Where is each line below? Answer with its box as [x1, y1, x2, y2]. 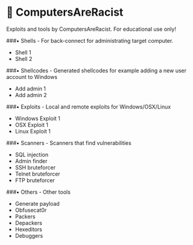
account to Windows [6, 73, 58, 80]
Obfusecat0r [14, 206, 47, 214]
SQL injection [14, 151, 49, 158]
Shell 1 [14, 48, 31, 56]
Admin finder [14, 157, 48, 165]
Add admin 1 [14, 84, 46, 92]
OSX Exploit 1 [14, 121, 48, 129]
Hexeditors [14, 226, 42, 233]
